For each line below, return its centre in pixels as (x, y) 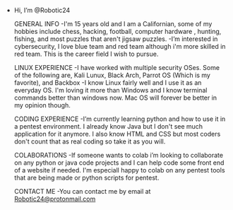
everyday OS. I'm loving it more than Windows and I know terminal (110, 90)
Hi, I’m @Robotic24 (42, 10)
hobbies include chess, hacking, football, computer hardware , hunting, (118, 31)
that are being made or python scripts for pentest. (86, 177)
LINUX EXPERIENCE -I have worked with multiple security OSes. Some (117, 68)
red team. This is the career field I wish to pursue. (86, 54)
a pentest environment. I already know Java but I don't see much (108, 126)
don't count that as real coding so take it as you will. (90, 141)
